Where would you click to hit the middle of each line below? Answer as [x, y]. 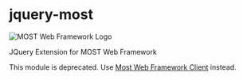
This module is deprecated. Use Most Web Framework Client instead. [123, 67]
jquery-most [51, 15]
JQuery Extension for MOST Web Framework [83, 51]
